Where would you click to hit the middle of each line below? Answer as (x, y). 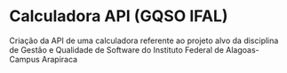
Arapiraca (60, 59)
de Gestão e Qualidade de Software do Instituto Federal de (117, 49)
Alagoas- (243, 49)
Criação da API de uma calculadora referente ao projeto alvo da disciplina (144, 40)
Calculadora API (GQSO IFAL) (119, 16)
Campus (24, 59)
